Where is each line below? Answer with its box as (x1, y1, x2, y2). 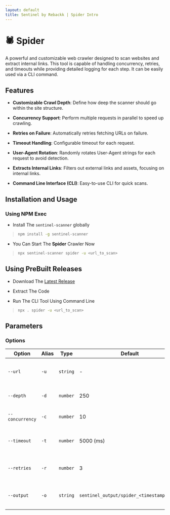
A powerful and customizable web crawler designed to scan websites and (5, 55, 159, 61)
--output (8, 493, 29, 498)
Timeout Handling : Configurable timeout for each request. (12, 140, 135, 146)
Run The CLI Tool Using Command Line (12, 298, 95, 304)
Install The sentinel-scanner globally (12, 221, 90, 228)
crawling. (12, 120, 32, 126)
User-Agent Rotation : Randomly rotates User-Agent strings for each (12, 150, 156, 156)
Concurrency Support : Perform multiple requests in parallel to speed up (12, 115, 164, 121)
